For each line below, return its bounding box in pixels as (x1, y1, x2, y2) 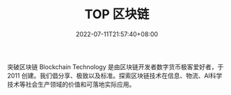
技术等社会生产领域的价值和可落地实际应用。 (7, 80, 136, 88)
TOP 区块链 (84, 6, 150, 22)
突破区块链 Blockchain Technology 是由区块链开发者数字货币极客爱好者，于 (7, 62, 224, 71)
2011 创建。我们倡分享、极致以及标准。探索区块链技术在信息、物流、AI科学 (7, 71, 223, 80)
